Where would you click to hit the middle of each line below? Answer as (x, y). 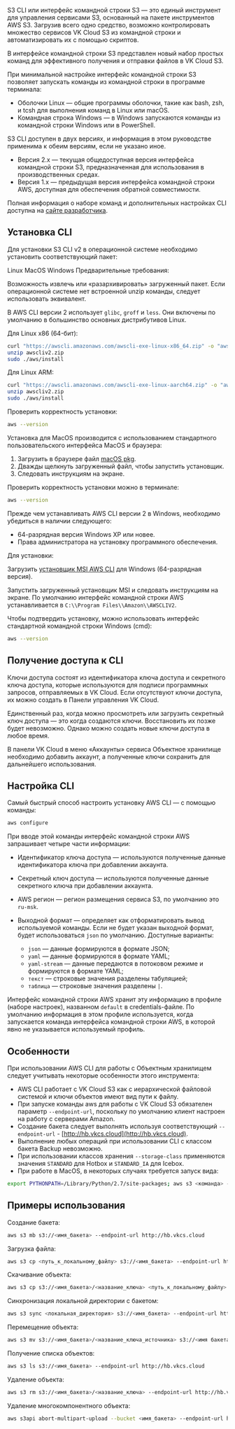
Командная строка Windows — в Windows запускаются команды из (119, 118)
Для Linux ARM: (31, 372)
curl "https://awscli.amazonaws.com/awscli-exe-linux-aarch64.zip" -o (112, 385)
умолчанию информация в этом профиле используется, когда (100, 1015)
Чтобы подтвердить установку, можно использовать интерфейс (103, 618)
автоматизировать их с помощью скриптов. (73, 40)
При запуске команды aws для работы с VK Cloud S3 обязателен (115, 1104)
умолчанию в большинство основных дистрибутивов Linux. (97, 319)
